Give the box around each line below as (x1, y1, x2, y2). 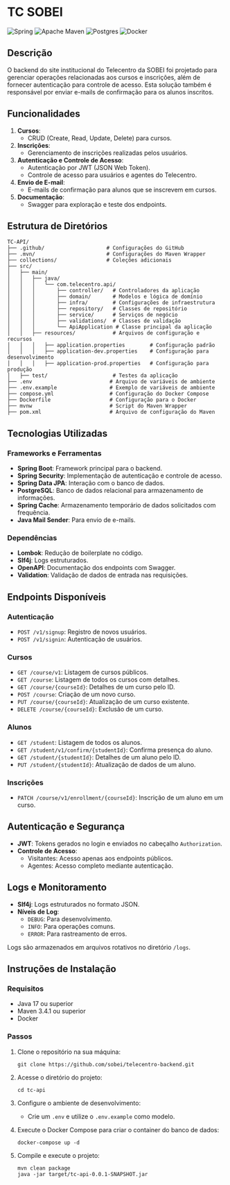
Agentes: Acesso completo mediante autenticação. (27, 862, 174, 870)
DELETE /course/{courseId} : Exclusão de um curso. (17, 705, 164, 714)
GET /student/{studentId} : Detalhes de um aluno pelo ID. (17, 753, 182, 761)
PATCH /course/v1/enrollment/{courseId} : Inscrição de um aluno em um (17, 793, 224, 802)
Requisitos (7, 984, 44, 993)
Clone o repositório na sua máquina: (17, 1048, 121, 1056)
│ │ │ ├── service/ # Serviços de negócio (7, 312, 178, 319)
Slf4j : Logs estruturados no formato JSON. (17, 900, 140, 908)
